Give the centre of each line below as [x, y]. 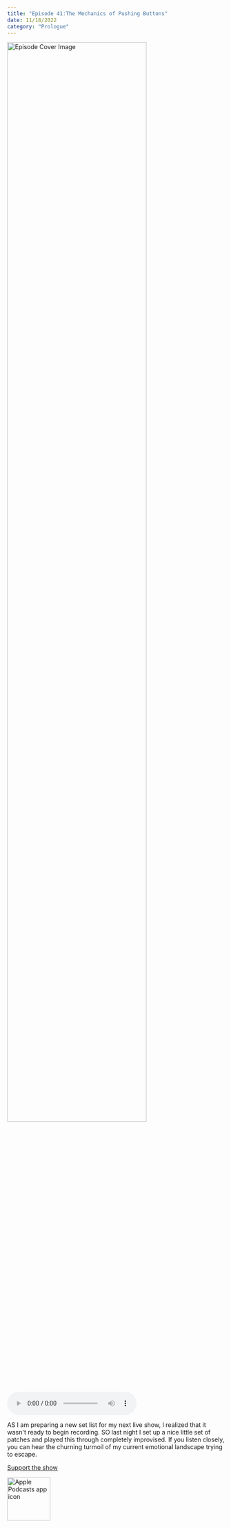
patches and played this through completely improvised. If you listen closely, [116, 1439]
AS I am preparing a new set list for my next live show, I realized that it [107, 1425]
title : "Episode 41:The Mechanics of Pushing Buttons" [88, 13]
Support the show [33, 1468]
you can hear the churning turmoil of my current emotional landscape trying [115, 1447]
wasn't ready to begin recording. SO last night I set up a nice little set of [109, 1432]
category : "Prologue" [38, 26]
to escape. [22, 1455]
